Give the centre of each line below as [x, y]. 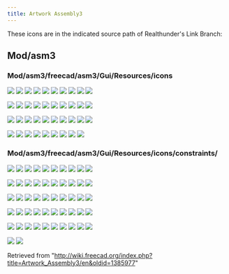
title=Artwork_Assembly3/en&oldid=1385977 [72, 263]
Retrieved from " [31, 255]
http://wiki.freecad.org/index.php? [103, 255]
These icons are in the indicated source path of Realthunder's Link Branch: [115, 34]
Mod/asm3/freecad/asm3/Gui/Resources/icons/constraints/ [112, 153]
